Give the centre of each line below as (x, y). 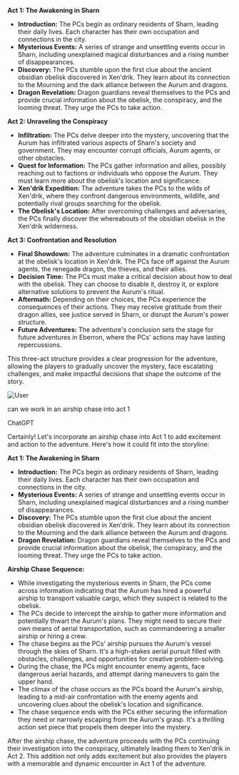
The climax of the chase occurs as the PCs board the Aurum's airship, (121, 689)
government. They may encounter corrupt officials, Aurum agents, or (119, 150)
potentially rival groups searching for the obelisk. (90, 203)
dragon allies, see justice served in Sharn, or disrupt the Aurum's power (123, 314)
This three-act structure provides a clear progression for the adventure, (112, 359)
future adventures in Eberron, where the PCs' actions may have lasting (122, 337)
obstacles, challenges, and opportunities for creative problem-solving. (121, 659)
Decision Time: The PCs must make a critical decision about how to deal (125, 277)
